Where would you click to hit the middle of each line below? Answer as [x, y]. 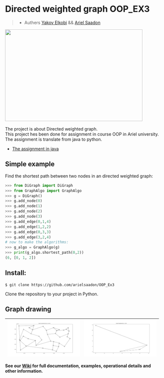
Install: [16, 273]
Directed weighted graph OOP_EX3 [77, 9]
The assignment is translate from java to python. [54, 139]
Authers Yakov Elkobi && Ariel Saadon [62, 22]
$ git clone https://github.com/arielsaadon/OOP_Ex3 [60, 285]
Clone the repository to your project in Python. [52, 294]
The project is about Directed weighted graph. [51, 129]
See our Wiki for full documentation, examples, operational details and [78, 366]
